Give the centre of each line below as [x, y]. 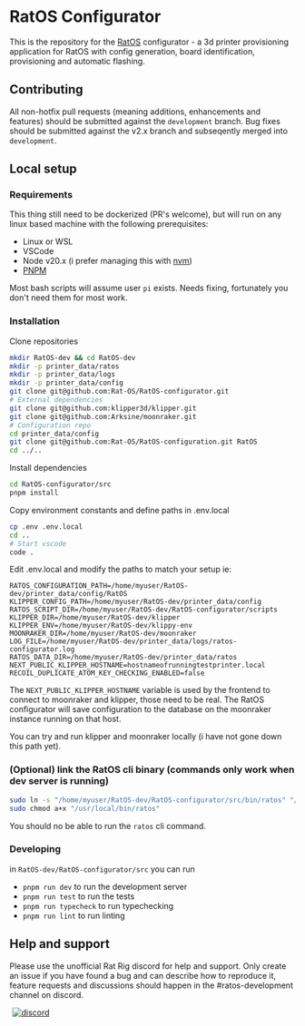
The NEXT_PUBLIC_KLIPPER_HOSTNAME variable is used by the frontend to [140, 690]
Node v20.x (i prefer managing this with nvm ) [107, 261]
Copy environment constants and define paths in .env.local [119, 510]
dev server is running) [59, 781]
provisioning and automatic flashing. [77, 61]
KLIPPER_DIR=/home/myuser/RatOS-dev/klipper [95, 618]
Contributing [46, 89]
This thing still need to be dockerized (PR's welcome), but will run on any [146, 214]
